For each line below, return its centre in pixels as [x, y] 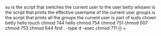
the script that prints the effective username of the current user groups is [80, 12]
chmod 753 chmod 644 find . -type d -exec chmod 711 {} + [66, 28]
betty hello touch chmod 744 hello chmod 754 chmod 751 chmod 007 [77, 23]
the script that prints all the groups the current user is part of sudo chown [80, 18]
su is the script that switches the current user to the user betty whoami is [80, 7]
